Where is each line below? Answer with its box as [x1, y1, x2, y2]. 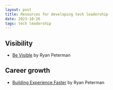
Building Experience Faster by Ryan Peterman [12, 79, 105, 85]
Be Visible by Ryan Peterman [12, 52, 71, 58]
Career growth [5, 66, 50, 75]
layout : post [5, 7, 32, 12]
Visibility [5, 39, 33, 47]
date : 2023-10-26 [5, 16, 41, 21]
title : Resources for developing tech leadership [5, 12, 109, 17]
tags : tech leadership [5, 21, 51, 26]
